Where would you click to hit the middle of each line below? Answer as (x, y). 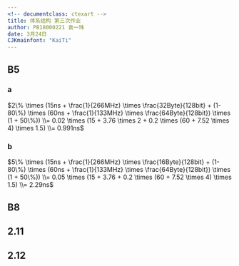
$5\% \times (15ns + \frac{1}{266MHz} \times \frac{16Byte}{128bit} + (109, 162)
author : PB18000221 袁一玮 (46, 27)
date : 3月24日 (27, 34)
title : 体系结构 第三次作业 (44, 21)
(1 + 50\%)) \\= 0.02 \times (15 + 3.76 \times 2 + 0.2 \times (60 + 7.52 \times (118, 120)
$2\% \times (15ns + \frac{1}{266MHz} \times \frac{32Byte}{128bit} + (110, 105)
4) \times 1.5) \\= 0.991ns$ (46, 128)
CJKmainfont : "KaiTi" (40, 41)
